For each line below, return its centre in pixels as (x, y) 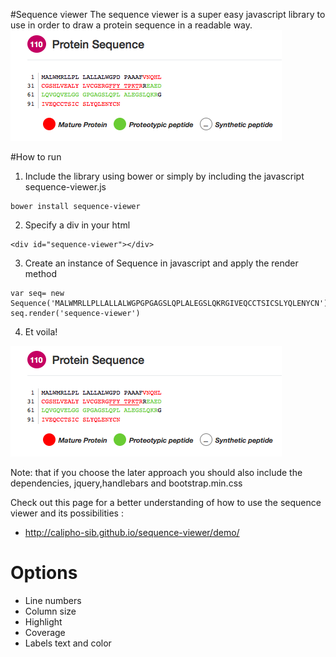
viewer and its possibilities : (67, 513)
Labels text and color (68, 643)
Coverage (45, 632)
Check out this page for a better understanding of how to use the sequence (166, 502)
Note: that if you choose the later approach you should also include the (156, 472)
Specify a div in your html (77, 225)
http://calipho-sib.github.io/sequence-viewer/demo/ (132, 532)
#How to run (36, 157)
